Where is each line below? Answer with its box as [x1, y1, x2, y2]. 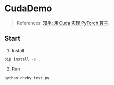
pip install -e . [4, 57, 41, 62]
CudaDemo [4, 3, 52, 14]
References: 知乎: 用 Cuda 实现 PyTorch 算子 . [16, 20, 110, 26]
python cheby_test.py [4, 75, 50, 80]
